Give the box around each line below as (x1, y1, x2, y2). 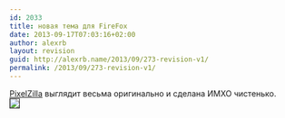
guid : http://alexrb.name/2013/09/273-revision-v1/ (9, 55, 209, 64)
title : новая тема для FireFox (9, 22, 128, 31)
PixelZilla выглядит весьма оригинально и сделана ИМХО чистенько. (9, 87, 277, 99)
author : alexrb (9, 38, 67, 48)
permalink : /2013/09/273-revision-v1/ (9, 64, 156, 73)
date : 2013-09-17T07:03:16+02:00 (9, 30, 136, 39)
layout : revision (9, 47, 75, 56)
